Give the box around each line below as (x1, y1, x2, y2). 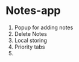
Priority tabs (14, 43, 45, 50)
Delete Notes (14, 30, 48, 37)
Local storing (14, 36, 48, 44)
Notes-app (5, 4, 61, 18)
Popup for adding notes (14, 24, 74, 31)
